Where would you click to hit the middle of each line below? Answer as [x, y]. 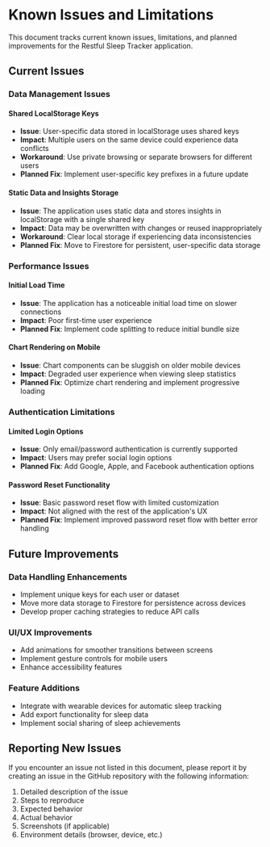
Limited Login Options [46, 431]
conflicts [35, 149]
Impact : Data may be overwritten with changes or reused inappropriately [141, 228]
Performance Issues [49, 266]
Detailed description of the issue [74, 792]
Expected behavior [51, 809]
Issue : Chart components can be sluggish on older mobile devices [130, 365]
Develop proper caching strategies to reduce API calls [110, 612]
